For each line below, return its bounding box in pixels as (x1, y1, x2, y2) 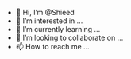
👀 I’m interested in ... (15, 16, 83, 26)
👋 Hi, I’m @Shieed (15, 8, 75, 17)
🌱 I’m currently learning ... (15, 25, 101, 33)
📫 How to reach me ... (15, 42, 90, 51)
